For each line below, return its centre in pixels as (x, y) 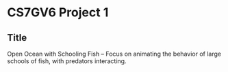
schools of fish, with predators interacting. (67, 61)
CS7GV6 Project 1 (58, 13)
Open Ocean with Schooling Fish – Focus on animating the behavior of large (114, 54)
